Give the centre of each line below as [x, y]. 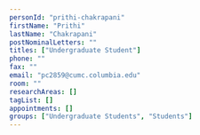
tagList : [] [31, 100]
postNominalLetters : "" [53, 42]
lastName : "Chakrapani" [53, 34]
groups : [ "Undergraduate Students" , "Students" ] [101, 116]
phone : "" [28, 59]
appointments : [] [41, 108]
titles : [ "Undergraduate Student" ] [75, 51]
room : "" [25, 83]
